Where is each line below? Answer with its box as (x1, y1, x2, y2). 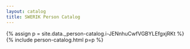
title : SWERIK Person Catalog (6, 14, 81, 20)
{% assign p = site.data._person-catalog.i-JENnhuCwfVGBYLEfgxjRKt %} (6, 30, 185, 37)
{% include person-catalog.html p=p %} (6, 36, 104, 43)
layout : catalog (6, 8, 46, 15)
